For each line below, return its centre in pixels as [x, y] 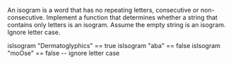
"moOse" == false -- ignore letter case [64, 53]
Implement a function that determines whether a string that [132, 17]
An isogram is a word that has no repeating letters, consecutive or [103, 10]
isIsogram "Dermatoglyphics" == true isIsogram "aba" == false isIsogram [114, 46]
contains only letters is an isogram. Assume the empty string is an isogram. [116, 25]
